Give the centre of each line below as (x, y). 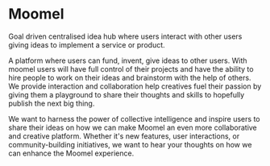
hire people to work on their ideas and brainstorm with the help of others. (130, 77)
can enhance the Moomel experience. (71, 153)
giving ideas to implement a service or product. (87, 44)
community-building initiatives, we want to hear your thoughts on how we (130, 144)
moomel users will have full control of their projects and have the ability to (131, 68)
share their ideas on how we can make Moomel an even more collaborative (133, 127)
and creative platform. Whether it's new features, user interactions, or (124, 136)
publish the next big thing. (52, 103)
